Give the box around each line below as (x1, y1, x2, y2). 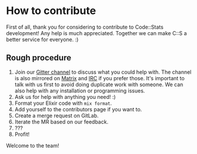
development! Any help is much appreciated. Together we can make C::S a (6, 29, 187, 36)
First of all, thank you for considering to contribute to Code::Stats (6, 23, 163, 30)
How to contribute (6, 4, 96, 18)
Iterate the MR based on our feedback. (14, 118, 109, 125)
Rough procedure (6, 53, 72, 63)
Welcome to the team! (6, 142, 60, 149)
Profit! (14, 131, 30, 138)
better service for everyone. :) (6, 36, 79, 43)
